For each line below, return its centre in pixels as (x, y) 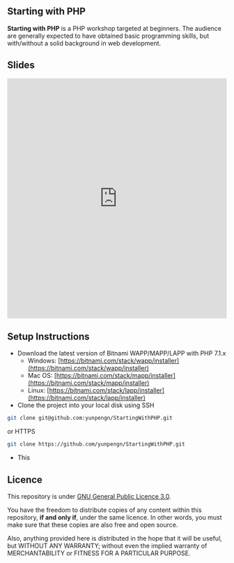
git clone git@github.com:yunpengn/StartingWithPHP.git (90, 418)
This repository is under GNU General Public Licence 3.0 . (89, 496)
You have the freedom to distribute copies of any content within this (104, 510)
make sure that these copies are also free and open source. (93, 525)
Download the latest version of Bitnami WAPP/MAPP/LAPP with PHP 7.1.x (122, 353)
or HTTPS (22, 432)
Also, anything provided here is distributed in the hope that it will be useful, (115, 538)
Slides (21, 65)
